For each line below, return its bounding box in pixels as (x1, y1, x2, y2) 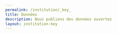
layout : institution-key (5, 21, 58, 26)
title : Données (5, 12, 37, 17)
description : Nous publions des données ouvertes (5, 16, 112, 21)
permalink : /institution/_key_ (5, 7, 71, 12)
